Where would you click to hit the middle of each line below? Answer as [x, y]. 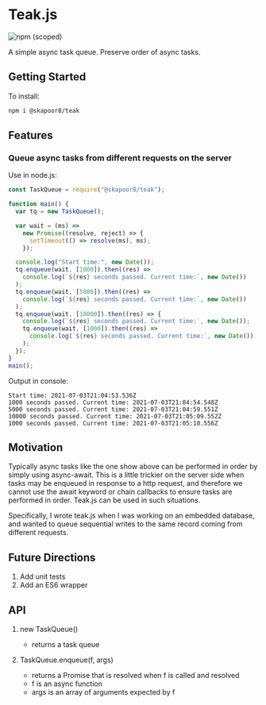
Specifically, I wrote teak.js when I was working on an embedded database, [132, 516]
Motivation [36, 447]
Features [31, 135]
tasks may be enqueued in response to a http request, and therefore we [125, 483]
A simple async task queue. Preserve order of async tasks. [104, 52]
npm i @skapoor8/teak [44, 110]
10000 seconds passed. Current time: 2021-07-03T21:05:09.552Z [115, 416]
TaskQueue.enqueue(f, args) [66, 660]
